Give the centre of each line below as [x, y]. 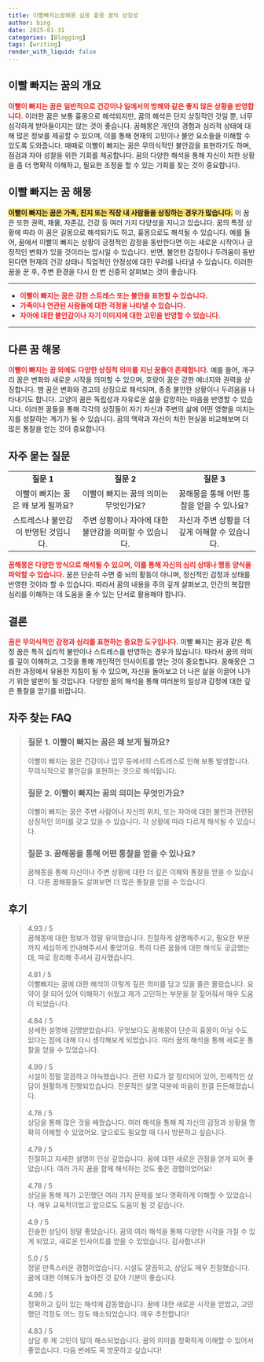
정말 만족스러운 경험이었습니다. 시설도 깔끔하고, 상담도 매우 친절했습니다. [138, 1268]
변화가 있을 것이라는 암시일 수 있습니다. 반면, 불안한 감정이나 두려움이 [135, 251]
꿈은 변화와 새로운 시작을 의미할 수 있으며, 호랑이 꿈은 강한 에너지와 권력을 [129, 380]
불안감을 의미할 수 [114, 533]
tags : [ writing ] [35, 45]
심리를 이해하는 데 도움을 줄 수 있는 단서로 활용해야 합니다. [97, 595]
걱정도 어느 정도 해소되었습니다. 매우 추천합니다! [115, 1314]
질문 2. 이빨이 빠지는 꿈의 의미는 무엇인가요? [106, 793]
